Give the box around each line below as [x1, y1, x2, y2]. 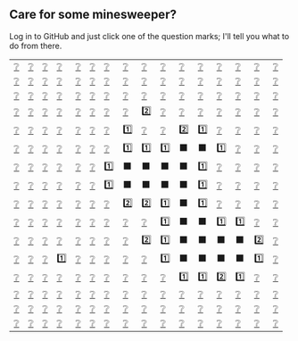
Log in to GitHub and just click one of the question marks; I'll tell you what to [9, 30, 290, 41]
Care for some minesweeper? [9, 7, 177, 22]
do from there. [9, 40, 62, 51]
